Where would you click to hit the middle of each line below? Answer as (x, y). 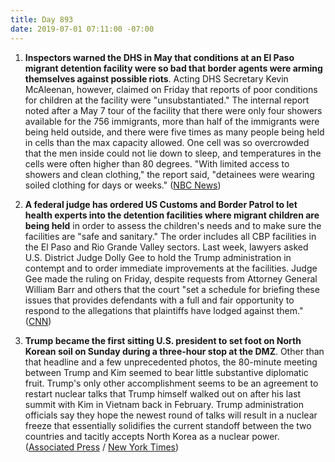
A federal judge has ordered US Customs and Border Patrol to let (161, 204)
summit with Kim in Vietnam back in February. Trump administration (164, 404)
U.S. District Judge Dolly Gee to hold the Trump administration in (158, 257)
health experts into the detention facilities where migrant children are (172, 215)
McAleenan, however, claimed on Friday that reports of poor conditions (171, 89)
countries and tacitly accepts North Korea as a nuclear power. (152, 436)
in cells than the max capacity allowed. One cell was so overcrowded (167, 142)
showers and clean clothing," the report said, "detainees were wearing (169, 174)
